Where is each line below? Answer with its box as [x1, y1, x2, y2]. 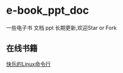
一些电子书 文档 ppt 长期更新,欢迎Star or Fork [6, 24, 117, 31]
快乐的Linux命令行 [6, 60, 51, 68]
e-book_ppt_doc [6, 4, 89, 17]
